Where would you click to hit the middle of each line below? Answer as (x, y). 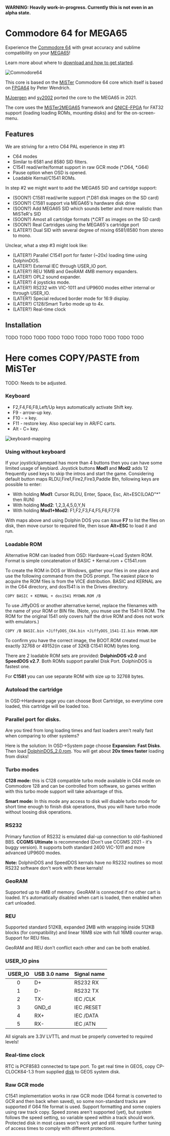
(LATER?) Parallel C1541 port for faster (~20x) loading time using (80, 255)
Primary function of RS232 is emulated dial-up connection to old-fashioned (84, 836)
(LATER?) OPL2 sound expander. (47, 277)
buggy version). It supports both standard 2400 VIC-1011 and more (75, 847)
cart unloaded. (21, 903)
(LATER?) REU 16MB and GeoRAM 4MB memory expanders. (75, 271)
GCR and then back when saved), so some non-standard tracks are (76, 1101)
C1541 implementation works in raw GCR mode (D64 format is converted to (84, 1096)
